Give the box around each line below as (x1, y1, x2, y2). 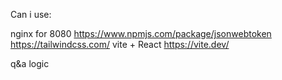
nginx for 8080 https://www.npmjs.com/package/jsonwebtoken (10, 28, 272, 39)
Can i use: (10, 9, 52, 20)
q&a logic (10, 58, 50, 69)
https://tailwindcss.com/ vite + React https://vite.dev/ (10, 39, 230, 50)
